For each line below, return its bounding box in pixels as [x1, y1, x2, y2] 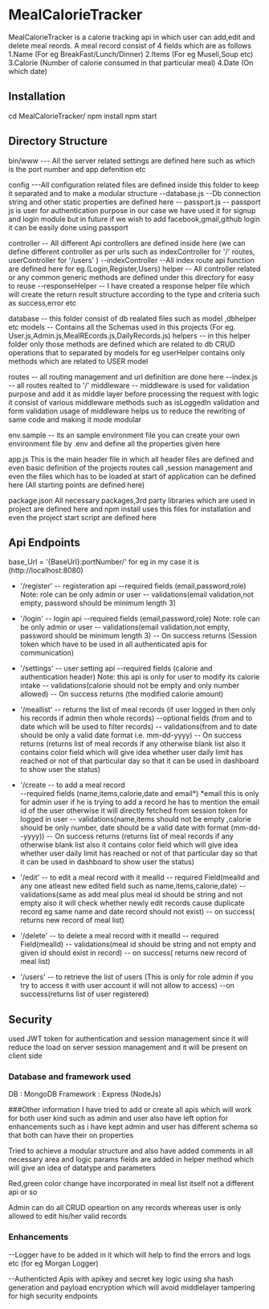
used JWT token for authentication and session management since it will [8, 1034, 249, 1044]
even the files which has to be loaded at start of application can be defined [8, 471, 256, 481]
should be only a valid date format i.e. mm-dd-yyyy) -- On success [19, 730, 243, 741]
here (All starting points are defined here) [8, 480, 145, 490]
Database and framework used [8, 1071, 131, 1082]
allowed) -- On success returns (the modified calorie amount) [19, 689, 224, 699]
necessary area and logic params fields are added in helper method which [8, 1155, 255, 1164]
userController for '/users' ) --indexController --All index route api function [8, 255, 255, 265]
